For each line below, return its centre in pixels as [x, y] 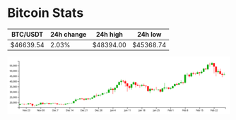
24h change [69, 35]
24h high [110, 35]
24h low [149, 35]
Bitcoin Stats [46, 13]
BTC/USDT [28, 35]
